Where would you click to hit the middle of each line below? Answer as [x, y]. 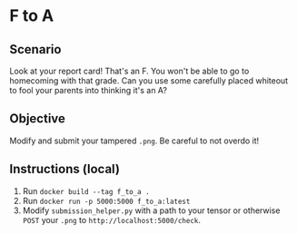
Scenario [35, 49]
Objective [38, 119]
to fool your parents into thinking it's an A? [89, 90]
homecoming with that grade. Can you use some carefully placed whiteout [149, 81]
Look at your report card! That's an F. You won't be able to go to [129, 71]
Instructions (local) [65, 169]
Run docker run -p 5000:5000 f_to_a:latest [106, 200]
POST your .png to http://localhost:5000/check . [112, 219]
